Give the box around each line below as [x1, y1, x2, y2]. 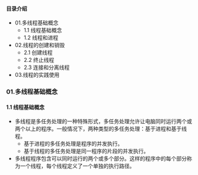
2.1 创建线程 [23, 49, 53, 56]
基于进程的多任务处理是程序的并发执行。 [23, 140, 123, 148]
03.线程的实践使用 [14, 71, 59, 79]
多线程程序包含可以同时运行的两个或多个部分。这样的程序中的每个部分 [14, 155, 187, 162]
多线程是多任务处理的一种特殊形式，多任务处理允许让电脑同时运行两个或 [14, 118, 192, 125]
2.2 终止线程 [23, 57, 55, 64]
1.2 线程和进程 [23, 34, 58, 41]
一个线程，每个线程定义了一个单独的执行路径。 [20, 162, 135, 170]
